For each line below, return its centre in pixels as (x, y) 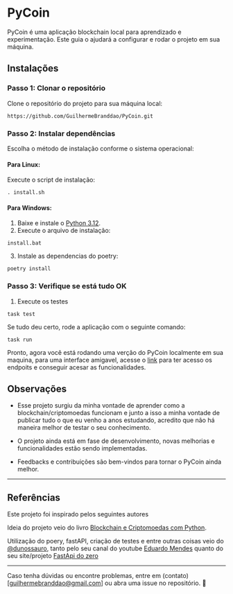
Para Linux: (24, 164)
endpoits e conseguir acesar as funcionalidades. (77, 367)
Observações (37, 389)
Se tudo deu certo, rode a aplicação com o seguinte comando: (96, 326)
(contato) (176, 576)
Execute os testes (43, 301)
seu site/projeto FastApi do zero (53, 556)
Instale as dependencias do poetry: (68, 256)
